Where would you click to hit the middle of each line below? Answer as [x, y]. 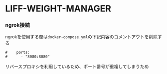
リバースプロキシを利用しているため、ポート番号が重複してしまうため [77, 67]
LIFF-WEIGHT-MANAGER [58, 9]
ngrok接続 [18, 25]
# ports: [17, 53]
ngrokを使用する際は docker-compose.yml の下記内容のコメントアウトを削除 [82, 37]
